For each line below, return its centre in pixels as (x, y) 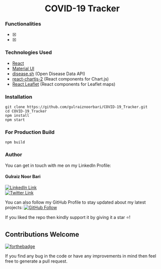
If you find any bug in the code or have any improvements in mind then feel (81, 256)
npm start (15, 120)
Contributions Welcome (42, 234)
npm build (15, 142)
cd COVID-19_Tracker (26, 111)
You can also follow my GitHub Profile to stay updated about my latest (75, 202)
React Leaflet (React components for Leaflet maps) (64, 84)
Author (14, 155)
